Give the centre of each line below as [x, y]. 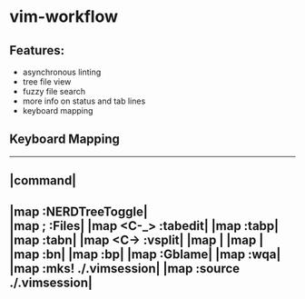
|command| [43, 180]
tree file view [47, 82]
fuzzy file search [54, 91]
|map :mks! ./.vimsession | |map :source [125, 269]
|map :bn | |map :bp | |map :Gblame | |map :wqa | [145, 254]
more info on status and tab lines [84, 101]
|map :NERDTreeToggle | [79, 211]
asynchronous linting [62, 72]
